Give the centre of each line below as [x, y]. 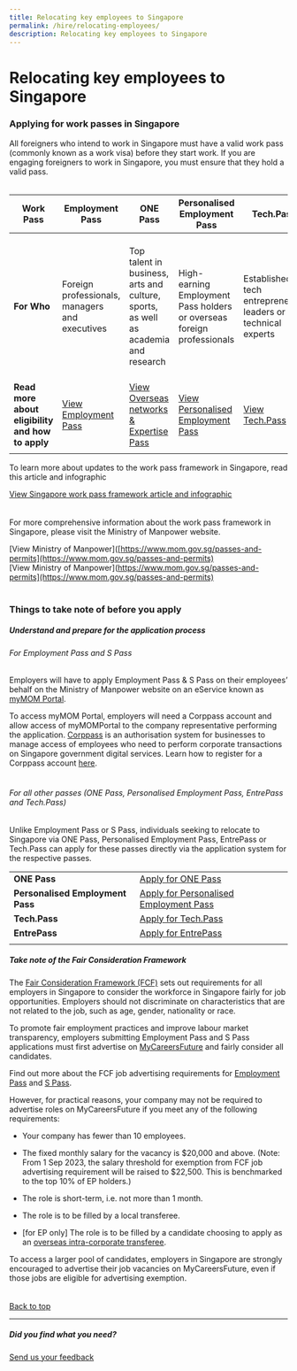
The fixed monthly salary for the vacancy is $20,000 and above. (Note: [151, 1152]
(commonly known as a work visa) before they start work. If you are [133, 152]
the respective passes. [50, 858]
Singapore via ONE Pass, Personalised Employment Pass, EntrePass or [138, 839]
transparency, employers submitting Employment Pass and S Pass [129, 1037]
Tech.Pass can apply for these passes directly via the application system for [148, 848]
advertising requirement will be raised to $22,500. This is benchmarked [152, 1171]
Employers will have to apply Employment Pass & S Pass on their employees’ [148, 680]
